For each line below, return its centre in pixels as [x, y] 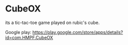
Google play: [18, 32]
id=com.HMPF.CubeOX [29, 37]
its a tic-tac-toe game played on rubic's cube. [52, 22]
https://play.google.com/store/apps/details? [78, 32]
